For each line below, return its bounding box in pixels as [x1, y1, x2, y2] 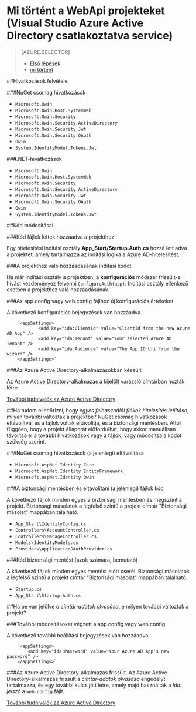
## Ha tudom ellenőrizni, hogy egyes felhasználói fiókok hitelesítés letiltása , [6, 407, 189, 414]
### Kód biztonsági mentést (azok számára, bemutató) [6, 556, 138, 563]
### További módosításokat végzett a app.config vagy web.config [6, 620, 166, 627]
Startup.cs [15, 586, 42, 592]
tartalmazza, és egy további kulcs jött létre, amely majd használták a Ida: [6, 681, 182, 689]
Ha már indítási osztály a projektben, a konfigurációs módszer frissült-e [6, 273, 181, 280]
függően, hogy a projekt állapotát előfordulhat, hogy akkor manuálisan [6, 425, 176, 432]
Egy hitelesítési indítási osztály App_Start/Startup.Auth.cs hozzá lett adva [6, 244, 187, 251]
